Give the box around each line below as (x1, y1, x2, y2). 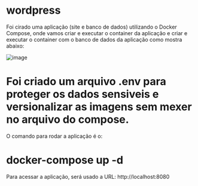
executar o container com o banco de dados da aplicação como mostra (6, 36, 182, 43)
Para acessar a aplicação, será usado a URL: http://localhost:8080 (6, 173, 170, 180)
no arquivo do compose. (6, 113, 130, 126)
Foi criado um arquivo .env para (6, 75, 166, 88)
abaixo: (6, 42, 25, 49)
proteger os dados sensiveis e (6, 88, 159, 101)
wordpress (6, 4, 61, 17)
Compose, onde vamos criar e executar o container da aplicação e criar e (6, 29, 188, 36)
